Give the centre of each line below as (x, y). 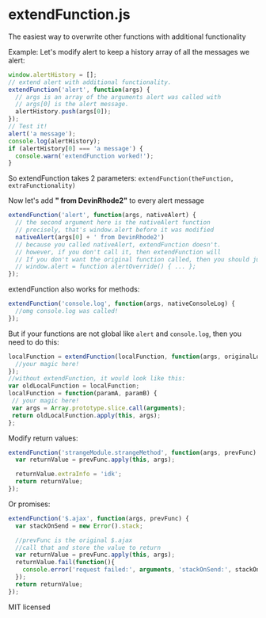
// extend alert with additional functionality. (90, 82)
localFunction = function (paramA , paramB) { (83, 394)
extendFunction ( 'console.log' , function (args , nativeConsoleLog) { (122, 304)
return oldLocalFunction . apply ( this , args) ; (86, 415)
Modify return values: (43, 438)
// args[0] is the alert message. (72, 105)
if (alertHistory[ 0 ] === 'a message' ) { (76, 148)
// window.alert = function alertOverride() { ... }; (106, 267)
